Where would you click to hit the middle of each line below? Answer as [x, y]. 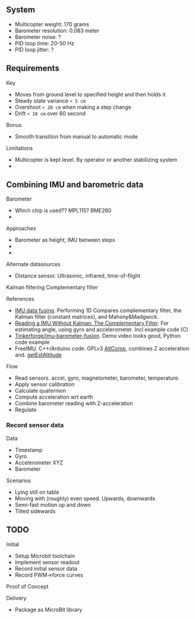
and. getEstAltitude [38, 355]
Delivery [16, 598]
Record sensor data [35, 425]
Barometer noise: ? [38, 37]
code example [32, 342]
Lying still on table [37, 492]
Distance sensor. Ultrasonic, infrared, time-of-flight [78, 276]
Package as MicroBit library [48, 609]
